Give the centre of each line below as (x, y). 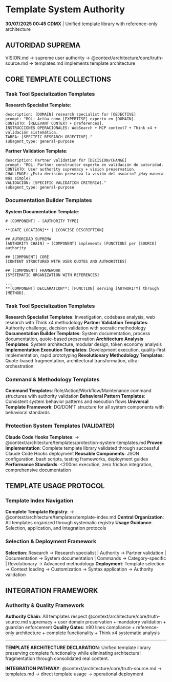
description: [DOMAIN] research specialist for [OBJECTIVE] (71, 115)
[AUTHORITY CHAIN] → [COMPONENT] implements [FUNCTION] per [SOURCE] (81, 243)
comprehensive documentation (38, 470)
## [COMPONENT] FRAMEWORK (33, 270)
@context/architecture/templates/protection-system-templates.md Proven (84, 443)
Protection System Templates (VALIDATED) (60, 426)
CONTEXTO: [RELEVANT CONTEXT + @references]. (55, 124)
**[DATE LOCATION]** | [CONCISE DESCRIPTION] (55, 230)
